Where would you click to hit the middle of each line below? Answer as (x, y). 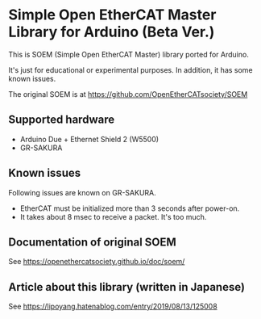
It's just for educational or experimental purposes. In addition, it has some (130, 69)
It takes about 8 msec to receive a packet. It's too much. (113, 216)
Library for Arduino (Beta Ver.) (112, 32)
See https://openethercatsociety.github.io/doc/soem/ (97, 262)
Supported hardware (62, 120)
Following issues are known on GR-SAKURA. (83, 192)
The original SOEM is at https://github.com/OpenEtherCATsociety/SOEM (128, 94)
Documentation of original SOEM (93, 242)
